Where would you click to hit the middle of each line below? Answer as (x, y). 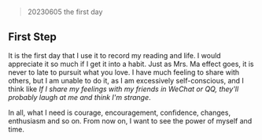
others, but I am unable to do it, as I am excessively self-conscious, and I (126, 81)
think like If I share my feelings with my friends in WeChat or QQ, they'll (124, 89)
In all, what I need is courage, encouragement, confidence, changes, (119, 112)
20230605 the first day (65, 12)
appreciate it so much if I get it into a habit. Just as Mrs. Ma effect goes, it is (131, 64)
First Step (32, 37)
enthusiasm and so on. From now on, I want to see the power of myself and (130, 121)
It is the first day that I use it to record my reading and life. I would (115, 55)
